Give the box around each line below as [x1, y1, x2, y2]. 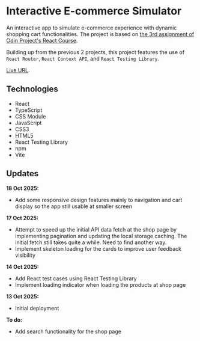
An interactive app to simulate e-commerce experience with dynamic [6, 24, 177, 31]
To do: [6, 316, 23, 323]
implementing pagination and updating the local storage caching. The [14, 232, 187, 239]
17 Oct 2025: [6, 214, 39, 221]
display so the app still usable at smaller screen [14, 203, 132, 210]
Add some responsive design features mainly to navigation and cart [14, 196, 183, 203]
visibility [14, 251, 36, 259]
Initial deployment [14, 304, 59, 312]
